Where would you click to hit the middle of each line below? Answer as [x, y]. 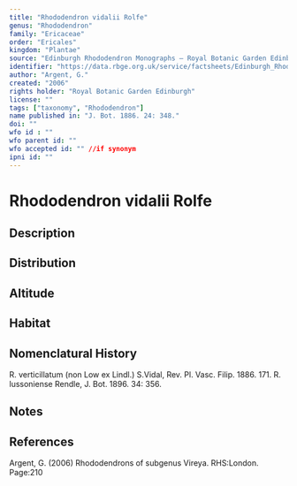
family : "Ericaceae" [47, 34]
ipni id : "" [31, 157]
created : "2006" [39, 83]
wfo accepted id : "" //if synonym [73, 148]
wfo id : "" [31, 133]
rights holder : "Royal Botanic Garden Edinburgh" [103, 91]
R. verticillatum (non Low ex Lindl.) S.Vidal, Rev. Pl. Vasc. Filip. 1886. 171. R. [145, 375]
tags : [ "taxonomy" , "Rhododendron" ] [76, 108]
